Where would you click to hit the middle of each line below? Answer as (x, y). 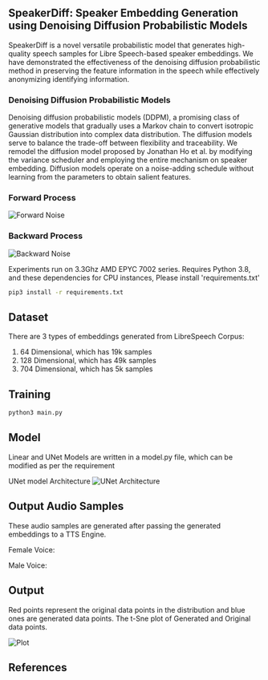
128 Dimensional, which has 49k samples (88, 361)
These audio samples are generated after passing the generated (115, 525)
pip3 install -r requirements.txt (66, 292)
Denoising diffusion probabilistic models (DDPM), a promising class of (124, 117)
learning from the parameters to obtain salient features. (99, 177)
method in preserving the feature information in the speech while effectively (134, 71)
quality (20, 53)
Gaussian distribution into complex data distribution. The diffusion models (130, 135)
